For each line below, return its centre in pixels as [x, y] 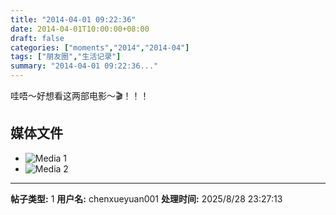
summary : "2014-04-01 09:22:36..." [84, 66]
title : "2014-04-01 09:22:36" [73, 19]
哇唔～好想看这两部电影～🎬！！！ [80, 95]
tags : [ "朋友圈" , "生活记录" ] [66, 57]
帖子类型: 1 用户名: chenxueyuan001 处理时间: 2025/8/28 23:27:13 [146, 198]
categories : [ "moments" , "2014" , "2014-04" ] [100, 47]
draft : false [37, 38]
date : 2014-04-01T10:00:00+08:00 [80, 29]
